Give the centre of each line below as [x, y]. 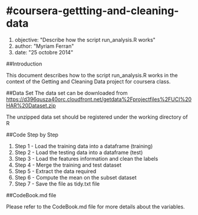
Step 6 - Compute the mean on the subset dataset [75, 177]
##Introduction [24, 64]
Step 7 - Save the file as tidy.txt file [57, 184]
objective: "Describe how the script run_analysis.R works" [85, 40]
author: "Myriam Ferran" [44, 46]
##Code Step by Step [32, 135]
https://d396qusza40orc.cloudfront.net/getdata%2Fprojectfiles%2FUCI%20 [99, 99]
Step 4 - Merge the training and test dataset [68, 165]
